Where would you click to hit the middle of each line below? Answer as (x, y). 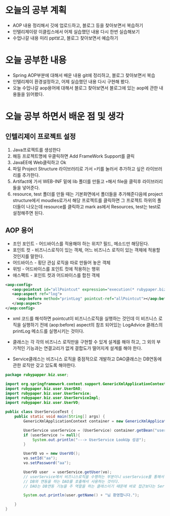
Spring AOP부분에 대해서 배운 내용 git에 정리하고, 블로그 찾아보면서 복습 (84, 75)
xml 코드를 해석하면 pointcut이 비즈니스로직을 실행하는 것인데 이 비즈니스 (85, 318)
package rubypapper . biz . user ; (37, 374)
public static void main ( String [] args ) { (60, 417)
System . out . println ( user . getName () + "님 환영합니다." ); (81, 495)
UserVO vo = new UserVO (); (52, 454)
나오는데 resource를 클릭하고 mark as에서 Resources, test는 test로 (93, 206)
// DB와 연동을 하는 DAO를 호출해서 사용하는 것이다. (72, 481)
